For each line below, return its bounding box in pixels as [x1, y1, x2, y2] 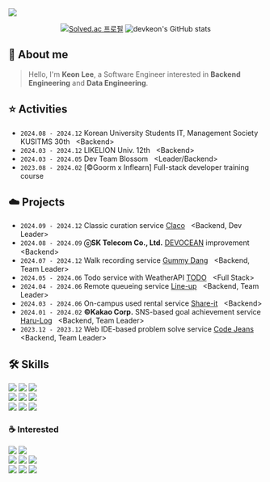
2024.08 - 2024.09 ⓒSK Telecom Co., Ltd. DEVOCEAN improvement [19, 238, 250, 247]
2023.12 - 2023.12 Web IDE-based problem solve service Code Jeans [19, 324, 255, 334]
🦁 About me [8, 48, 69, 61]
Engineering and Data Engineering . [27, 78, 149, 87]
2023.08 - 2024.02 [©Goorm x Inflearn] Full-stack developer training [19, 162, 249, 172]
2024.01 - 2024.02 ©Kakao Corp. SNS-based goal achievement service [19, 307, 261, 317]
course [19, 171, 44, 180]
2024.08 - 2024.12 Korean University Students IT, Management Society [19, 128, 259, 137]
